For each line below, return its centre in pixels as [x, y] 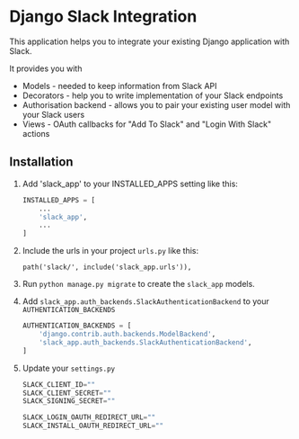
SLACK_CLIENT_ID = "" [59, 384]
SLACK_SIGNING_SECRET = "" [69, 401]
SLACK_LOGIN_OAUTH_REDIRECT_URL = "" [89, 417]
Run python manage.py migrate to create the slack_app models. [139, 284]
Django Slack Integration [103, 17]
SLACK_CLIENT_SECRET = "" [67, 393]
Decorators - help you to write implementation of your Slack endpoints [153, 95]
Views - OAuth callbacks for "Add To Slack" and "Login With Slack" [147, 124]
